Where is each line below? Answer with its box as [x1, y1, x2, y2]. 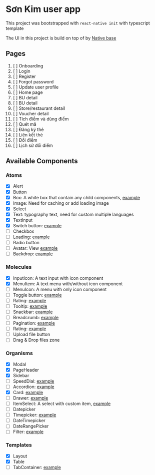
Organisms [5, 350, 33, 357]
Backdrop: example [12, 251, 53, 257]
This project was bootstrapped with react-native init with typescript [5, 20, 150, 26]
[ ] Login [12, 68, 30, 74]
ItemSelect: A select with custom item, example [12, 401, 111, 407]
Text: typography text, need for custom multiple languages [12, 211, 134, 217]
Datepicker [12, 406, 36, 413]
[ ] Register [12, 73, 36, 79]
